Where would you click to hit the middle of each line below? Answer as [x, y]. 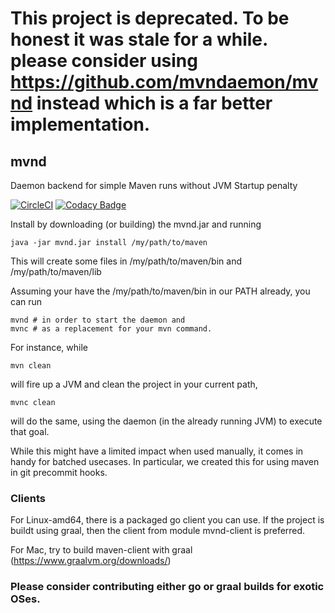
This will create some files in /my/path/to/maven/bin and [126, 261]
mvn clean [31, 366]
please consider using [104, 61]
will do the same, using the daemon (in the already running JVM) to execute [166, 421]
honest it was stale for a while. [139, 39]
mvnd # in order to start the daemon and [98, 320]
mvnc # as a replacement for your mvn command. [111, 329]
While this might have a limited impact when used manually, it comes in [157, 451]
